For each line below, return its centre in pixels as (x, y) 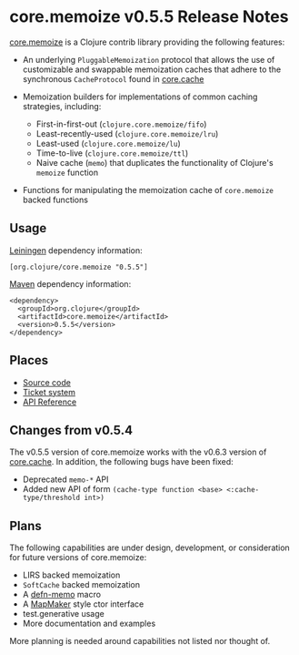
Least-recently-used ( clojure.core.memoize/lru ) (127, 133)
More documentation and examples (89, 624)
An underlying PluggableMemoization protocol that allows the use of (149, 59)
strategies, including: (62, 106)
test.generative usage (63, 614)
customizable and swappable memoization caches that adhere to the (152, 69)
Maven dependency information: (70, 283)
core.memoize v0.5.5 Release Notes (149, 17)
